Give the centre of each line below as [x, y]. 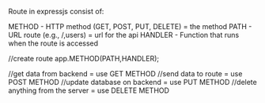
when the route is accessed [53, 43]
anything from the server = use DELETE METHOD [89, 90]
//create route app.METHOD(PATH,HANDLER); [84, 59]
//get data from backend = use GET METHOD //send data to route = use [125, 74]
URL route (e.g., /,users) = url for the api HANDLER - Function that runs [124, 35]
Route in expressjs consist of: [56, 11]
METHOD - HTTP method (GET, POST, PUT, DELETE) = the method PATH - [130, 26]
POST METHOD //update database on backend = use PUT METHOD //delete [132, 82]
